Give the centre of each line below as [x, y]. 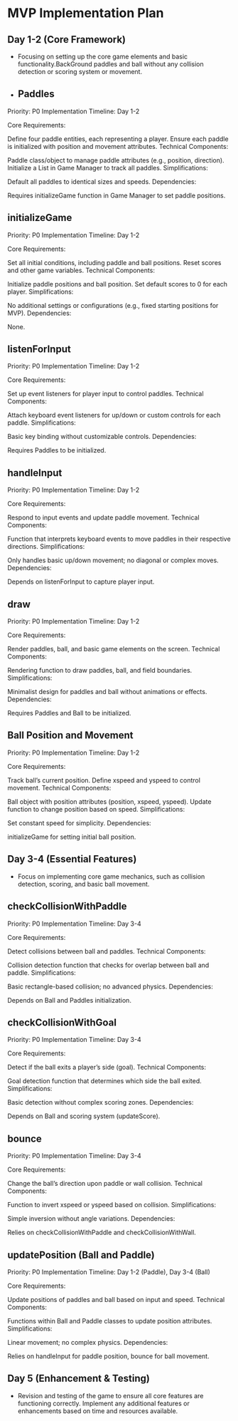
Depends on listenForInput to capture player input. [81, 582]
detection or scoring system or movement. [80, 72]
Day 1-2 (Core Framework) [67, 40]
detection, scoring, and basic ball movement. [83, 884]
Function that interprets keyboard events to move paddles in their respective [119, 539]
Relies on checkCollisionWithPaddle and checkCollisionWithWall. [102, 1233]
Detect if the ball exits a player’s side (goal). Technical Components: [107, 1068]
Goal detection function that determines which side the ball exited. [104, 1081]
